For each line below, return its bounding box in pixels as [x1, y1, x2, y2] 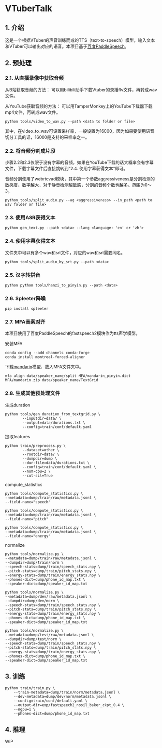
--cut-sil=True [22, 473, 53, 478]
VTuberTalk [5, 3, 52, 14]
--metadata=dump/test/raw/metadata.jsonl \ [5, 632, 94, 637]
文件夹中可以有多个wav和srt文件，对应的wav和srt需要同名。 [5, 249, 125, 255]
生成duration [5, 402, 30, 408]
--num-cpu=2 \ [22, 469, 51, 474]
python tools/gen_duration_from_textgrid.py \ [5, 411, 101, 416]
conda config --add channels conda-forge [5, 351, 90, 356]
